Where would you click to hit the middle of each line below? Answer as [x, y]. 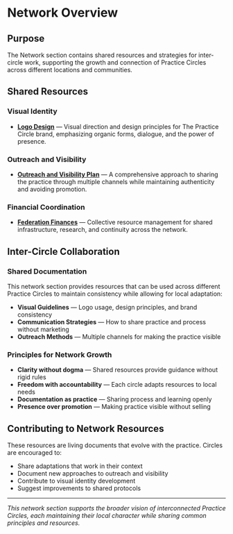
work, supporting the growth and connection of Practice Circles [115, 62]
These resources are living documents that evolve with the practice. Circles [115, 445]
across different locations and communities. [70, 70]
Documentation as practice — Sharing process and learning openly [114, 399]
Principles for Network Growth [60, 354]
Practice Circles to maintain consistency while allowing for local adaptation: [115, 294]
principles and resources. [44, 523]
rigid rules [32, 377]
